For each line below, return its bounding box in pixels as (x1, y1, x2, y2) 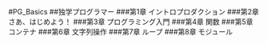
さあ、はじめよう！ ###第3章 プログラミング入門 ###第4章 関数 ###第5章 (8, 17, 253, 26)
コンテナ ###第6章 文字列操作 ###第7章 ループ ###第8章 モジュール (8, 27, 233, 36)
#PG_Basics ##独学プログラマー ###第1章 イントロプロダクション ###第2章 (8, 7, 260, 16)
